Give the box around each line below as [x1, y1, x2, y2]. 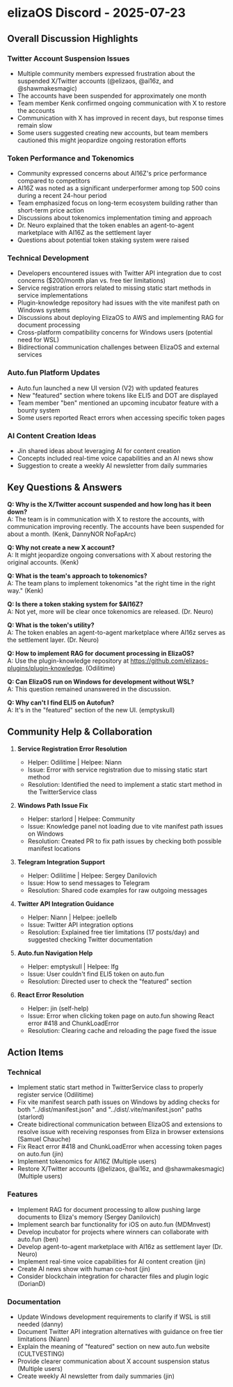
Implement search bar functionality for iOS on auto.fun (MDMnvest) [17, 1220, 211, 1228]
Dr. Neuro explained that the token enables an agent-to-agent [17, 221, 195, 229]
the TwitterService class [27, 788, 97, 796]
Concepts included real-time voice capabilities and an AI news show [17, 454, 214, 463]
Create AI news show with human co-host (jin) [17, 1264, 151, 1273]
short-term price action [17, 206, 85, 215]
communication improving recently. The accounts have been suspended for [7, 522, 225, 530]
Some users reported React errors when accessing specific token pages [17, 413, 225, 422]
